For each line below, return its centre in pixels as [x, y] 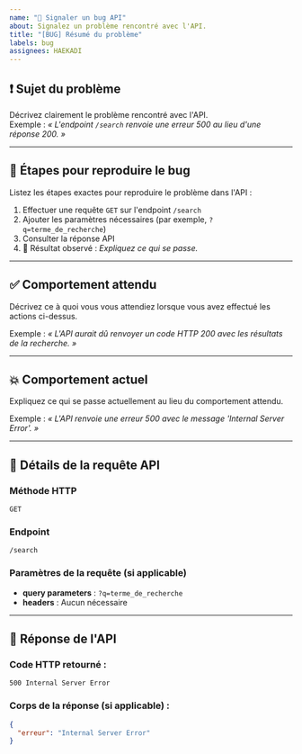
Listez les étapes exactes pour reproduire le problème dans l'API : [131, 192]
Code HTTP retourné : [58, 664]
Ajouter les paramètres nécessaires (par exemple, [115, 219]
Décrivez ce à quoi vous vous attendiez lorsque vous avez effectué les [140, 306]
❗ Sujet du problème [65, 89]
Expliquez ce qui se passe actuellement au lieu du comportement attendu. [147, 401]
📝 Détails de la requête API [84, 465]
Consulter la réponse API [68, 238]
